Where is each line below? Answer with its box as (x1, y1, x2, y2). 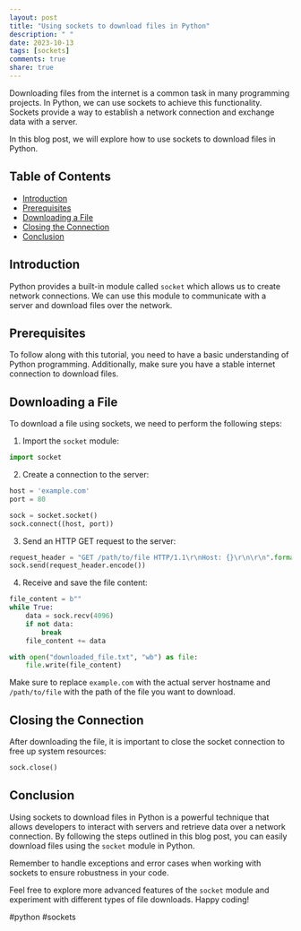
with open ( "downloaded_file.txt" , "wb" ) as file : (9, 652, 199, 661)
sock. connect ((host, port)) (9, 519, 115, 529)
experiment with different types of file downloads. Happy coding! (9, 893, 250, 905)
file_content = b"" (9, 595, 82, 604)
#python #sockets (9, 911, 76, 922)
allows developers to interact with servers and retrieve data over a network (9, 821, 287, 832)
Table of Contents (9, 169, 112, 185)
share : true (9, 64, 54, 73)
